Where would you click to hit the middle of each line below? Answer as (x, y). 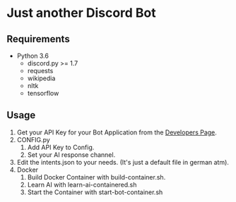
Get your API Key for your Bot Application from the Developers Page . (117, 132)
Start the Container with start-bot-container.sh (95, 192)
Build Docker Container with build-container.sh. (96, 177)
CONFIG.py (33, 139)
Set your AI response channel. (71, 154)
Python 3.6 (33, 56)
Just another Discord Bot (81, 13)
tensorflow (43, 93)
